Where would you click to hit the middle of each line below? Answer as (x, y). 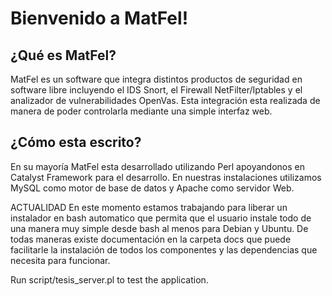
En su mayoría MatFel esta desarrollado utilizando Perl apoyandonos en (158, 166)
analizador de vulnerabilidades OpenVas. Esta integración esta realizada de (165, 100)
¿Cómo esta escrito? (76, 142)
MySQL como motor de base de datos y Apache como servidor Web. (152, 188)
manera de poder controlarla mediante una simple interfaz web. (141, 111)
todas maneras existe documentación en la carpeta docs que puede (151, 239)
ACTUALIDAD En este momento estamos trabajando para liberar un (149, 207)
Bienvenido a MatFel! (99, 18)
